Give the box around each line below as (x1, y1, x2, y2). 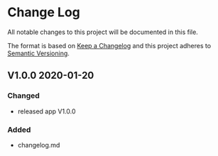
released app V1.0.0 (17, 107, 76, 116)
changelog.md (17, 140, 60, 149)
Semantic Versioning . (7, 49, 70, 57)
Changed (7, 91, 40, 101)
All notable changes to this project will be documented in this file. (7, 28, 199, 36)
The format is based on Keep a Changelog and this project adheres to (7, 41, 212, 50)
